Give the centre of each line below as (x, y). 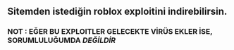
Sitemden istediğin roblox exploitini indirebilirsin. (117, 12)
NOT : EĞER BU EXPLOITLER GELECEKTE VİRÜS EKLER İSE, (110, 32)
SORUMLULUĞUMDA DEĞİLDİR (62, 40)
